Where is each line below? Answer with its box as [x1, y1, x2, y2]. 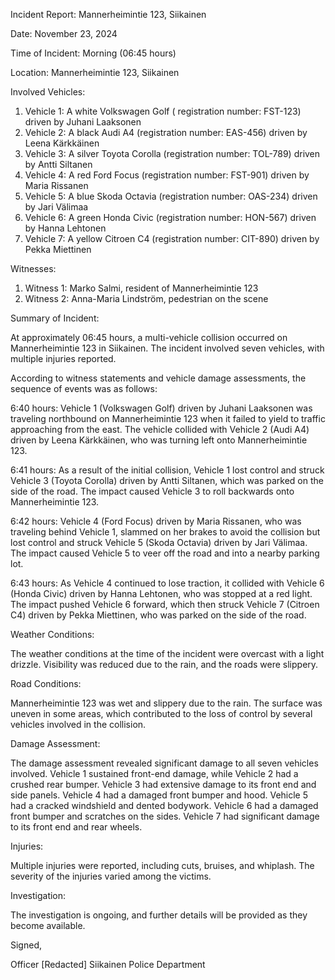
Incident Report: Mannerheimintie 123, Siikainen [10, 9, 207, 20]
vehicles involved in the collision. [10, 719, 147, 730]
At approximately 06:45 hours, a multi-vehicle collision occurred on [10, 332, 288, 343]
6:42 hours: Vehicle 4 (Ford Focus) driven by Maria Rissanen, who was [10, 515, 302, 527]
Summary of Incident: [10, 312, 100, 324]
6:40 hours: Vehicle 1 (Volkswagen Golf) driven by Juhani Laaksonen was [10, 402, 313, 414]
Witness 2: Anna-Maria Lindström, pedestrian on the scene [24, 293, 269, 304]
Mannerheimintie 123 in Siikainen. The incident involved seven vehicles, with [10, 342, 325, 354]
